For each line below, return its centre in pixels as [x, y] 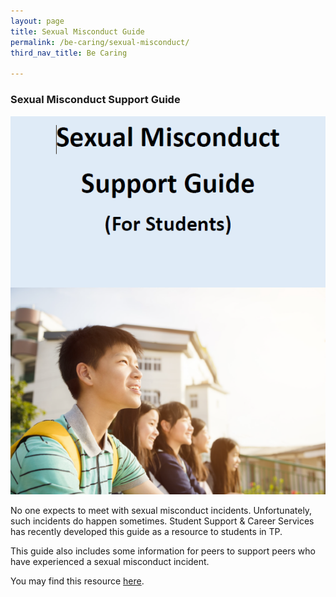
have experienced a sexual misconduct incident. [110, 561]
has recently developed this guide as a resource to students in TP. [146, 531]
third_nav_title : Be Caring [69, 53]
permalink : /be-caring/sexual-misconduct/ [100, 42]
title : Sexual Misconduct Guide [77, 31]
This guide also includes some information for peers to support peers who [163, 551]
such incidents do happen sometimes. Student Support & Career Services [162, 521]
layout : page [37, 21]
